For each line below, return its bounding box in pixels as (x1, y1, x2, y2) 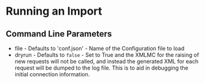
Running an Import (6, 4, 102, 18)
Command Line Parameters (6, 29, 112, 39)
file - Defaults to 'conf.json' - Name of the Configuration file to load (14, 45, 185, 52)
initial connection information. (14, 71, 90, 78)
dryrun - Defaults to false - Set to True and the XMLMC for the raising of (14, 51, 199, 59)
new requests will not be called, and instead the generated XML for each (14, 58, 199, 65)
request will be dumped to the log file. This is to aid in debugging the (14, 64, 188, 71)
